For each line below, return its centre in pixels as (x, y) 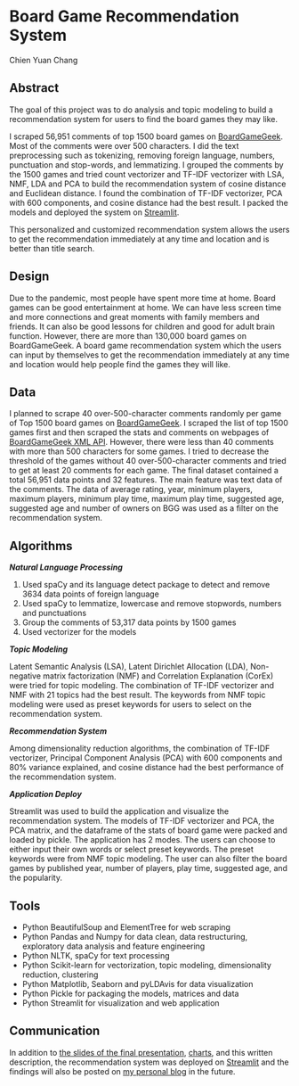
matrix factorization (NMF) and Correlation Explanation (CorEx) (158, 676)
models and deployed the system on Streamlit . (94, 212)
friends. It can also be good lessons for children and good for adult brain (142, 326)
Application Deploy (46, 794)
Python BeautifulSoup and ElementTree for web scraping (126, 927)
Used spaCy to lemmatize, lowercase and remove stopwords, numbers (152, 604)
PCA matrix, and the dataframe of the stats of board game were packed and (148, 830)
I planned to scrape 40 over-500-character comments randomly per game (145, 414)
